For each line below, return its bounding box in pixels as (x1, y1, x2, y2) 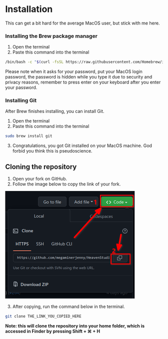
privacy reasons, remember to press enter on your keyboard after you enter (5, 79, 161, 85)
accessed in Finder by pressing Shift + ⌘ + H (5, 328, 100, 334)
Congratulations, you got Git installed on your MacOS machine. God (12, 142, 152, 148)
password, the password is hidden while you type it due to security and (5, 74, 152, 80)
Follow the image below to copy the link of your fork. (12, 181, 121, 187)
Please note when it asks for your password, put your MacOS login (5, 68, 142, 74)
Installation (5, 3, 53, 15)
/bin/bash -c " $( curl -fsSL (5, 59, 64, 64)
